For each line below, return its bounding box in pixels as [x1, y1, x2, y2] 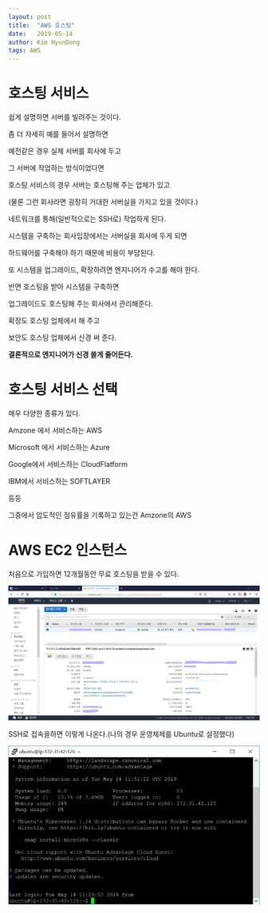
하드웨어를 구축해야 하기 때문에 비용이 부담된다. [8, 248, 156, 258]
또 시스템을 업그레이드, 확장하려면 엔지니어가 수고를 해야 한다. [8, 265, 200, 275]
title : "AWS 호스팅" [8, 21, 76, 30]
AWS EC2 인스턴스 [8, 541, 128, 559]
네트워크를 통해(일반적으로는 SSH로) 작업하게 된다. [8, 214, 166, 223]
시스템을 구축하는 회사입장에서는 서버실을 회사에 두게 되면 [8, 231, 187, 241]
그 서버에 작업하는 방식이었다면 [8, 164, 105, 173]
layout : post [8, 13, 52, 21]
